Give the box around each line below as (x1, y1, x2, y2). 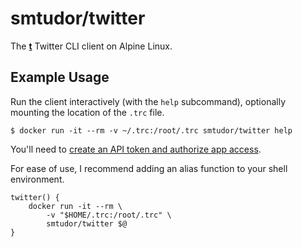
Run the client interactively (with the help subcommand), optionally (10, 95, 286, 107)
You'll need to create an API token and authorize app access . (10, 143, 262, 155)
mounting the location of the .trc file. (10, 106, 165, 118)
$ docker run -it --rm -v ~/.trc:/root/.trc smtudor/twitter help (10, 125, 293, 136)
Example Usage (10, 69, 110, 86)
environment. (10, 173, 65, 185)
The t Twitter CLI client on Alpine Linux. (10, 40, 173, 52)
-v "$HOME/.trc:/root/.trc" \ (46, 210, 172, 220)
